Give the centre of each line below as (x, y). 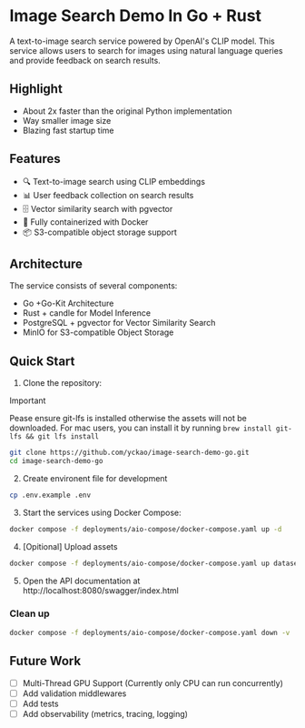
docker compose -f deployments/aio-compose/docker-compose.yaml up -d (146, 529)
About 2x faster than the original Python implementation (127, 111)
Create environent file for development (95, 478)
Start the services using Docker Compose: (102, 512)
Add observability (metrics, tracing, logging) (105, 713)
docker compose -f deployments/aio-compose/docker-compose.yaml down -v (150, 632)
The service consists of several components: (93, 286)
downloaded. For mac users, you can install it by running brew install (141, 428)
